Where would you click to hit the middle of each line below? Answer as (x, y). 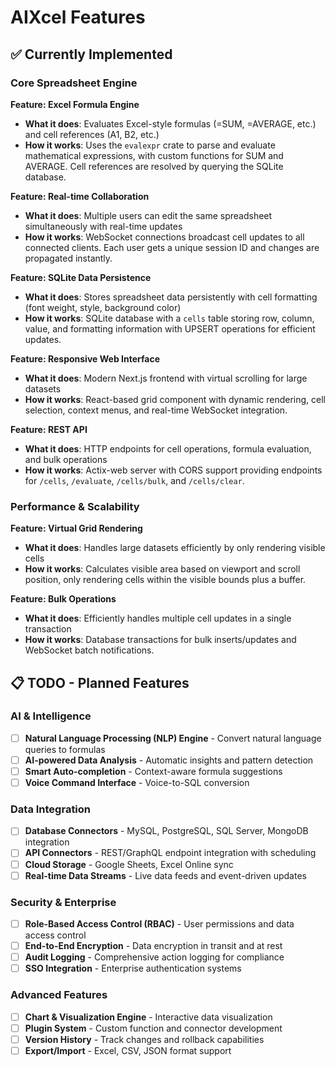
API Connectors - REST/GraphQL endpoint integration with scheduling (170, 853)
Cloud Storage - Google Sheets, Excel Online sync (129, 864)
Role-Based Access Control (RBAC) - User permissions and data (159, 923)
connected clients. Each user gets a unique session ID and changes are (172, 247)
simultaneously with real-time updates (103, 226)
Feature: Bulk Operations (63, 599)
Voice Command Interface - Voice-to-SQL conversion (137, 783)
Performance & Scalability (75, 506)
